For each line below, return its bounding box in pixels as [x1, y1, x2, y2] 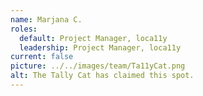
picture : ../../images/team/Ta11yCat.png [10, 61, 186, 71]
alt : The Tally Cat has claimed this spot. [10, 71, 195, 81]
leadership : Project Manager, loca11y [19, 42, 182, 53]
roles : [10, 24, 38, 34]
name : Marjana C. [10, 14, 83, 25]
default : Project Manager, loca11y [19, 33, 168, 43]
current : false [10, 52, 74, 62]
